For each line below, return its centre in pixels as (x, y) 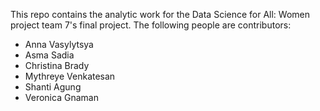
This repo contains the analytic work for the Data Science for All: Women (160, 14)
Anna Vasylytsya (59, 44)
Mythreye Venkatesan (70, 76)
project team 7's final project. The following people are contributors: (151, 25)
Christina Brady (57, 65)
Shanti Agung (53, 87)
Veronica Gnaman (61, 97)
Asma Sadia (49, 55)
